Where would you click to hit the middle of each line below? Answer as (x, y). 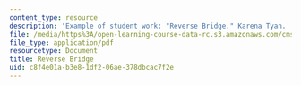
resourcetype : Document (54, 51)
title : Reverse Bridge (52, 59)
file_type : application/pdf (62, 43)
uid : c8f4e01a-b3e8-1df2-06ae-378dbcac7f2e (92, 68)
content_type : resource (54, 17)
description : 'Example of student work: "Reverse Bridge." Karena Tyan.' (150, 26)
